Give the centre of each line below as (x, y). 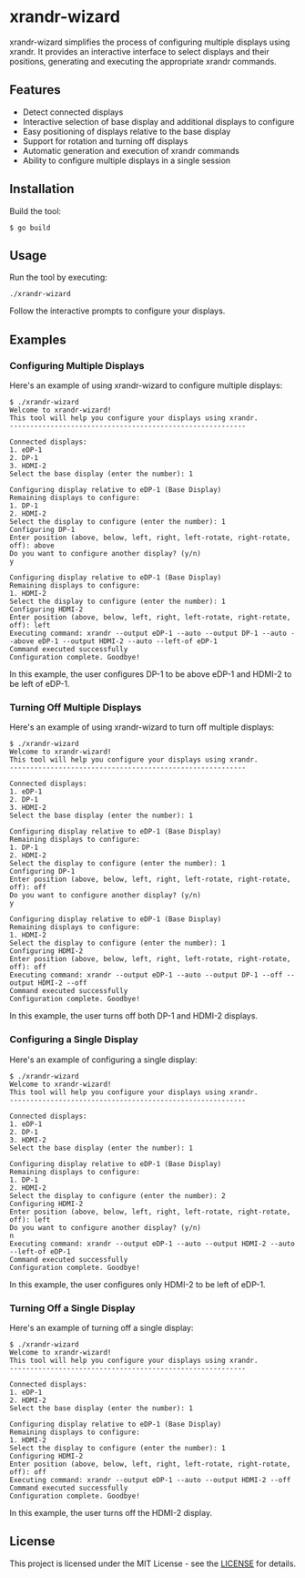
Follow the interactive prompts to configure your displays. (117, 311)
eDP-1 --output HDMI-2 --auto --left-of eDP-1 (128, 641)
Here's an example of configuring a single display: (103, 1060)
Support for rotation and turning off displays (105, 141)
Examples (38, 339)
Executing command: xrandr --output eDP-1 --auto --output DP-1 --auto (148, 634)
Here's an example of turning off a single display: (102, 1327)
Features (35, 90)
